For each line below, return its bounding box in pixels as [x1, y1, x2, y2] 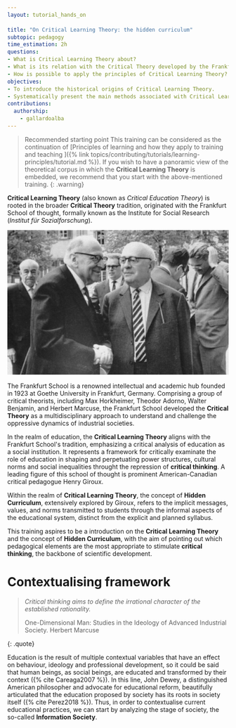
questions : [7, 48, 39, 56]
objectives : [7, 78, 42, 85]
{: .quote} [7, 639, 35, 648]
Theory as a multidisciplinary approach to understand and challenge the [7, 411, 217, 420]
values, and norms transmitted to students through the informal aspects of [7, 506, 223, 514]
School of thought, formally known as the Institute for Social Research [7, 208, 210, 217]
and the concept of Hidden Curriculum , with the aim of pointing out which [7, 534, 223, 542]
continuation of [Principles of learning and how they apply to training [24, 143, 223, 151]
